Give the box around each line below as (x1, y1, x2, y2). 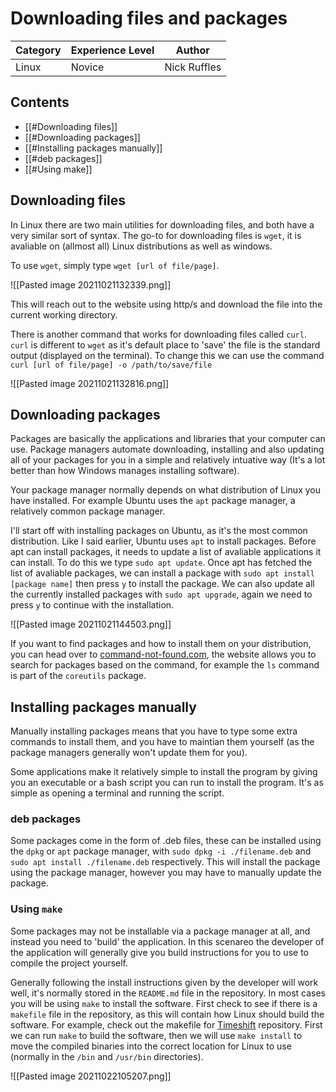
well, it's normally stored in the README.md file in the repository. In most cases (10, 987, 327, 999)
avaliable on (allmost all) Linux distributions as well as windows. (10, 240, 273, 252)
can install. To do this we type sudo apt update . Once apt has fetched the (10, 557, 313, 569)
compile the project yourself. (10, 957, 129, 969)
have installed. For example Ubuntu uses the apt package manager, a (10, 495, 296, 507)
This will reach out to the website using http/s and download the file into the (10, 298, 323, 310)
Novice (70, 60, 105, 74)
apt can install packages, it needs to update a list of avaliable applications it (10, 546, 322, 558)
